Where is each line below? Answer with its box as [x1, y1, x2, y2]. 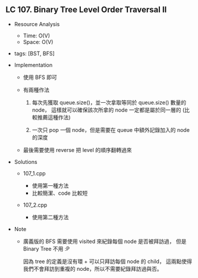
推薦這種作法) [37, 113, 71, 121]
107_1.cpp [23, 169, 46, 177]
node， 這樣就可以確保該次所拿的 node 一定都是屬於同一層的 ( [32, 106, 185, 113]
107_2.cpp [23, 201, 48, 208]
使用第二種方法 [32, 213, 69, 220]
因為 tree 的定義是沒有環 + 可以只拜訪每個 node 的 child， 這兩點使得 [23, 258, 193, 265]
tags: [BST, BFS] [14, 50, 55, 57]
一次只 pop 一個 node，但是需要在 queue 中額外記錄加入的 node [32, 126, 190, 133]
